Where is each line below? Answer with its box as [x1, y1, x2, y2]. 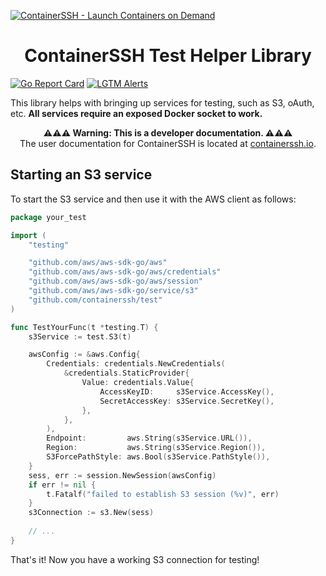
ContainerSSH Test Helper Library [24, 45, 312, 67]
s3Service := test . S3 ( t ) [28, 331, 132, 342]
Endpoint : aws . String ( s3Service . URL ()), [46, 433, 253, 444]
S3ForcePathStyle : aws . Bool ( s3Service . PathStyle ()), [46, 452, 271, 462]
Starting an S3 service [10, 166, 153, 184]
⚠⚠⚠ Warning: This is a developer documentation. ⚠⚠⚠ [43, 126, 293, 139]
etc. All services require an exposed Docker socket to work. [10, 107, 263, 119]
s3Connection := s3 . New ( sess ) [28, 508, 155, 518]
